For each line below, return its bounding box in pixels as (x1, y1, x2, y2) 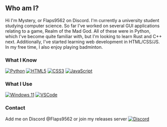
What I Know (5, 56, 37, 63)
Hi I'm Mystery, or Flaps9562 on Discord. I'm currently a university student (5, 17, 159, 23)
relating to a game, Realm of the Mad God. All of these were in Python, (5, 28, 151, 34)
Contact (5, 104, 26, 111)
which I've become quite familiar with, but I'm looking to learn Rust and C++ (5, 33, 162, 39)
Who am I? (5, 4, 39, 13)
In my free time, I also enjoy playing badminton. (5, 44, 103, 50)
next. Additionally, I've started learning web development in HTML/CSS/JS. (5, 39, 160, 45)
